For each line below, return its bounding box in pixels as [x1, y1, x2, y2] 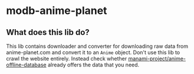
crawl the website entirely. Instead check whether [6, 55, 127, 62]
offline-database [6, 61, 47, 68]
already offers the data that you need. [47, 61, 140, 68]
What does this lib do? [6, 27, 90, 37]
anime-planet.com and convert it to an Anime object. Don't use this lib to [6, 49, 180, 56]
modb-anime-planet [6, 4, 107, 17]
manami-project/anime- [128, 55, 186, 62]
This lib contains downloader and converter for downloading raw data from [6, 43, 189, 50]
